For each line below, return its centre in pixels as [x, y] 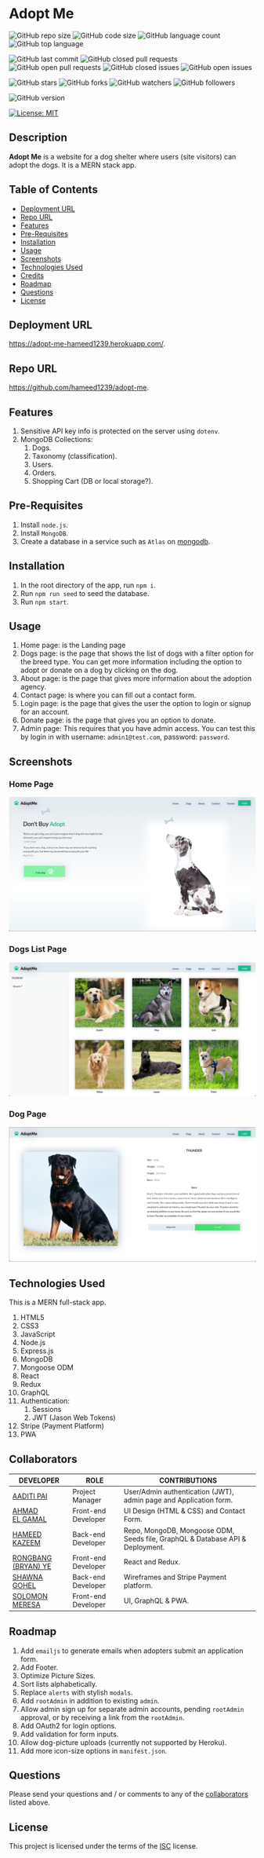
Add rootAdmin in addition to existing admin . [90, 1700]
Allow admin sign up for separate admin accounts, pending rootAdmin [132, 1709]
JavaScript [38, 1334]
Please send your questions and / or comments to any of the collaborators [129, 1794]
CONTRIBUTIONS [188, 1480]
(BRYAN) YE [32, 1566]
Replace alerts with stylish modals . [76, 1692]
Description [38, 138]
